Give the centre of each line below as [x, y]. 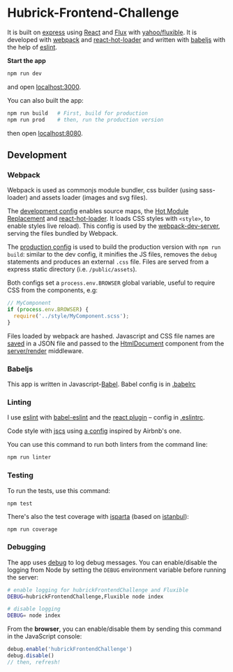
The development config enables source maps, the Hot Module [98, 211]
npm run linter [29, 457]
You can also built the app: [45, 100]
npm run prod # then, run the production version [85, 120]
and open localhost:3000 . [44, 87]
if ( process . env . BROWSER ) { [48, 310]
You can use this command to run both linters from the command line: [107, 445]
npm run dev [24, 73]
